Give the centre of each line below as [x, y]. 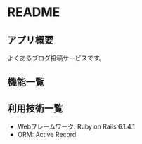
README [34, 12]
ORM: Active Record [47, 135]
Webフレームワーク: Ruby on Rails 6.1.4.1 [76, 126]
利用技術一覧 [35, 109]
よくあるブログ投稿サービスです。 [56, 58]
